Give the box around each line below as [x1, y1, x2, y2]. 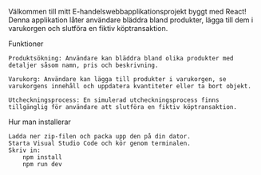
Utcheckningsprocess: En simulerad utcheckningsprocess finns [8, 96, 219, 104]
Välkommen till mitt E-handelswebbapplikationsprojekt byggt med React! [8, 7, 247, 16]
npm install [22, 154, 62, 161]
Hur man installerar [8, 117, 72, 126]
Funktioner [8, 39, 44, 49]
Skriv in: [8, 146, 42, 154]
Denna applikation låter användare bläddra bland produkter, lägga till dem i [8, 15, 254, 25]
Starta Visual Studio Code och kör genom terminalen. [8, 139, 192, 147]
